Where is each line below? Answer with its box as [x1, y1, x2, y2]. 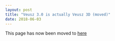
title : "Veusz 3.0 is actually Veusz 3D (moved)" [5, 12, 111, 17]
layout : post [5, 7, 32, 12]
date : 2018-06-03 [5, 16, 41, 21]
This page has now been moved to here [5, 30, 87, 36]
